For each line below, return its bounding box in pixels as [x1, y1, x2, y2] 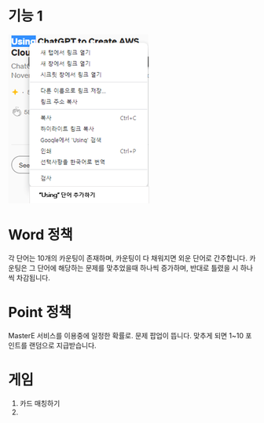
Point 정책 [8, 304, 72, 322]
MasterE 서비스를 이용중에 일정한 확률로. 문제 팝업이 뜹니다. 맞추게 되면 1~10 [8, 330, 244, 340]
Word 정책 [8, 226, 73, 244]
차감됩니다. [16, 272, 51, 283]
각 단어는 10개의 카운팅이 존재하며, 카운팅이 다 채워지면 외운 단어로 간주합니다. [8, 253, 248, 263]
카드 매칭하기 [19, 398, 60, 408]
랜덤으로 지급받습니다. [28, 341, 97, 350]
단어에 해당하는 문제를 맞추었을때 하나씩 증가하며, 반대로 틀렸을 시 [37, 263, 239, 272]
